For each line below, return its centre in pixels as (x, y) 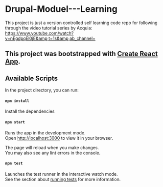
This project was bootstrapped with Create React (81, 54)
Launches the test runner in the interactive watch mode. (62, 174)
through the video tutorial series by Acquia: (49, 28)
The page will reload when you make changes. (52, 147)
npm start (15, 122)
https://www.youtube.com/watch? (39, 33)
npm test (14, 163)
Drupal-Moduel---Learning (61, 9)
